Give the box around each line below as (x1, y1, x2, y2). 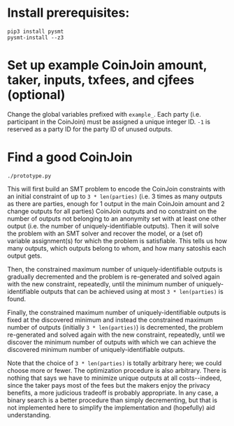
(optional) (7, 87, 66, 103)
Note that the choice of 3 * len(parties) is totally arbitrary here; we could (7, 358, 222, 367)
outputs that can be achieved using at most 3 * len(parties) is (41, 287, 224, 295)
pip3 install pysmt (7, 28, 64, 35)
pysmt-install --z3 (7, 34, 64, 41)
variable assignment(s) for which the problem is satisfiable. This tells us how (7, 236, 228, 245)
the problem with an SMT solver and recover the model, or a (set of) (7, 229, 203, 237)
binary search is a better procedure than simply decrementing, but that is (7, 396, 218, 404)
